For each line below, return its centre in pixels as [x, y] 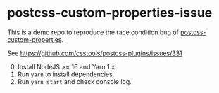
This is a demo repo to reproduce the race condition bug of [93, 32]
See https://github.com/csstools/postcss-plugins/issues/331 [95, 53]
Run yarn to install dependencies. [66, 74]
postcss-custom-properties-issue [110, 13]
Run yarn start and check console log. [74, 81]
